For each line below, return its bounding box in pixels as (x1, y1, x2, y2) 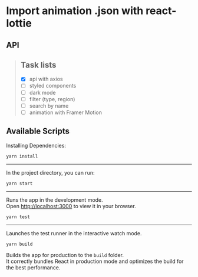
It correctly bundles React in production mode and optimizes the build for (6, 258, 184, 265)
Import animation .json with (6, 4, 144, 18)
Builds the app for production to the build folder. (6, 251, 124, 258)
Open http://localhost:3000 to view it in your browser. (6, 202, 137, 209)
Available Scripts (6, 126, 70, 136)
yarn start (6, 181, 33, 186)
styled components (29, 82, 77, 89)
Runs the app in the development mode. (6, 196, 103, 203)
